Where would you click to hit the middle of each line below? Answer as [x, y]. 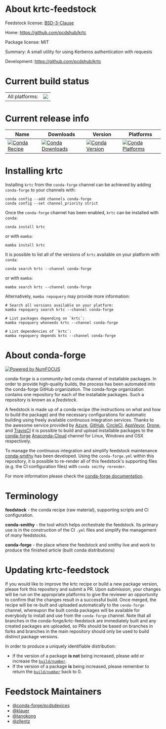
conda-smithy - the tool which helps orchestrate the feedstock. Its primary [82, 525]
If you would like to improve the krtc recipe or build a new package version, [82, 584]
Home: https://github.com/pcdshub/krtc [46, 32]
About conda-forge [45, 355]
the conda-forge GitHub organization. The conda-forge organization [75, 389]
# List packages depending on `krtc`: [45, 318]
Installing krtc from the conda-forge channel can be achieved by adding [78, 184]
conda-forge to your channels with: [41, 190]
